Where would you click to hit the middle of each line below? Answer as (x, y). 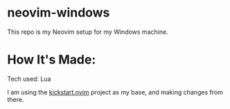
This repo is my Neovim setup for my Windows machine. (88, 32)
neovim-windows (59, 13)
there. (16, 99)
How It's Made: (52, 60)
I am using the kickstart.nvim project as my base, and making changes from (115, 92)
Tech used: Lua (29, 79)
